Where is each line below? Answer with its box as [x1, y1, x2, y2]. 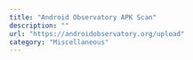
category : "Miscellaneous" [9, 37, 109, 47]
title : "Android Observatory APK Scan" [9, 12, 157, 22]
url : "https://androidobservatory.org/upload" [9, 29, 185, 38]
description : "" [9, 21, 69, 30]
